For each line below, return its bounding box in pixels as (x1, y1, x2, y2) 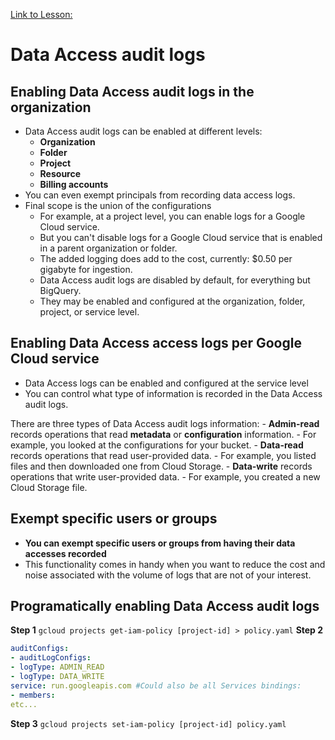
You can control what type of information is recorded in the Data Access (24, 387, 323, 399)
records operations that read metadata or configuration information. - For (10, 428, 317, 440)
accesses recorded (24, 547, 107, 559)
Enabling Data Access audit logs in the (10, 83, 255, 100)
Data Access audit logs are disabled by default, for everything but (39, 274, 311, 286)
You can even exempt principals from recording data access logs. (24, 189, 296, 201)
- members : (10, 690, 56, 700)
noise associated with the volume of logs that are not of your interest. (24, 569, 312, 581)
